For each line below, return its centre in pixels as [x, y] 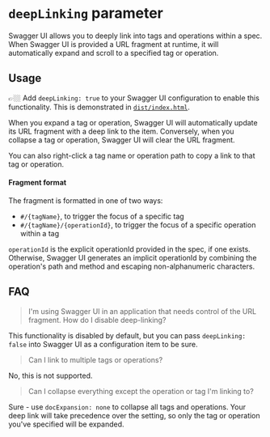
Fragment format [38, 183]
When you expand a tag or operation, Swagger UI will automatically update [133, 122]
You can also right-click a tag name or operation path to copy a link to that [132, 155]
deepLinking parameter [86, 13]
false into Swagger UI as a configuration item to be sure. [103, 344]
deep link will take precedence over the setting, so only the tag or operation [134, 415]
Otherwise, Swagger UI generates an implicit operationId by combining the [133, 257]
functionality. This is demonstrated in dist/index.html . [99, 107]
